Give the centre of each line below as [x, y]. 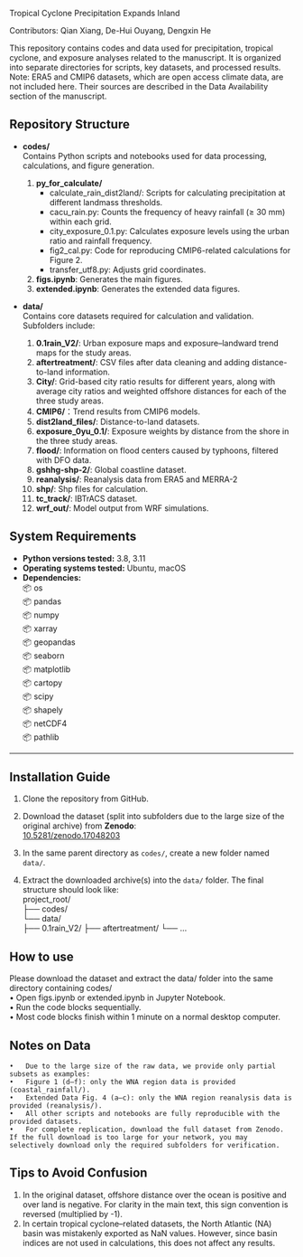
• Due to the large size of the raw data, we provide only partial [143, 1066]
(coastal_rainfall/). [50, 1090]
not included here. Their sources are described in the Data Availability [139, 86]
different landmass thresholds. [106, 202]
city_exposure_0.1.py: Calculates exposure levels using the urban [170, 231]
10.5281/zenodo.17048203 [71, 836]
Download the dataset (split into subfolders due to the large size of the [153, 817]
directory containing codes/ [61, 988]
